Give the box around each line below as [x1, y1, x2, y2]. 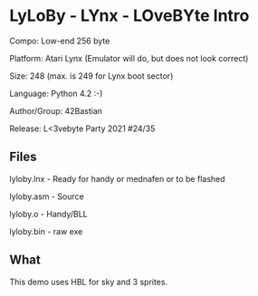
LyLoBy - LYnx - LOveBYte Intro [9, 5, 250, 26]
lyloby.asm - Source [9, 191, 84, 202]
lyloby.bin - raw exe [9, 225, 83, 236]
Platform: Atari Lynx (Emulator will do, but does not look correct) [9, 53, 249, 63]
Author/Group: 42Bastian [9, 105, 102, 116]
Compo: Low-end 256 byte [9, 35, 110, 46]
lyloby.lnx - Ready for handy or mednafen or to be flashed [9, 173, 225, 184]
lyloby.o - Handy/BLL [9, 208, 88, 219]
